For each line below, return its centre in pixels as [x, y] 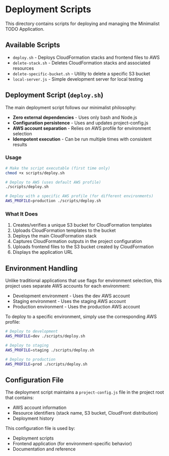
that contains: [20, 398]
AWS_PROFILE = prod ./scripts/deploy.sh [46, 364]
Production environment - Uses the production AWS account [76, 307]
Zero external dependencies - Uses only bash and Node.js [75, 117]
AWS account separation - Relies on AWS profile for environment [82, 128]
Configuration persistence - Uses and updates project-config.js [80, 123]
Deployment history [33, 418]
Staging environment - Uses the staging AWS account [69, 301]
